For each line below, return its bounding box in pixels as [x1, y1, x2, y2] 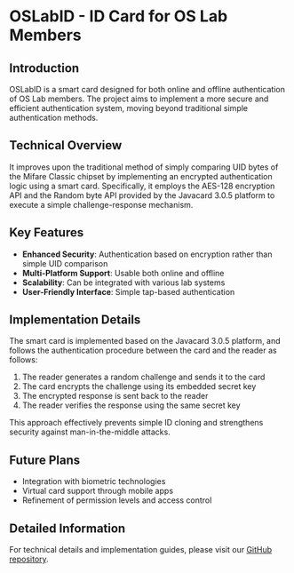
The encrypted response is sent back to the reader [21, 391, 209, 402]
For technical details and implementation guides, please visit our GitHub [9, 545, 273, 555]
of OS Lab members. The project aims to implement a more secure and [9, 93, 269, 104]
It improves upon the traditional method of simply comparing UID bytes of [9, 162, 279, 172]
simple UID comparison [21, 258, 108, 268]
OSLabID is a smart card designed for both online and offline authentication [9, 84, 286, 94]
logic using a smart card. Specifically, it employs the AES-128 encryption [9, 180, 275, 191]
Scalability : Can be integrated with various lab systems [21, 277, 226, 288]
